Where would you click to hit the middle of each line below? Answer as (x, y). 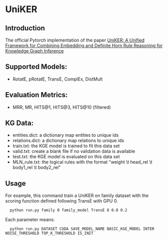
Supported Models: (36, 67)
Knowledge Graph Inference (35, 51)
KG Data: (19, 123)
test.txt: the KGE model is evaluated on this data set (66, 157)
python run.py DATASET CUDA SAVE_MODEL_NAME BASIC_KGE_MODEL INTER (82, 229)
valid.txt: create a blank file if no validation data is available (74, 151)
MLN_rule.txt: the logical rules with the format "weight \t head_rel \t (82, 162)
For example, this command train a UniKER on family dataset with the (77, 195)
